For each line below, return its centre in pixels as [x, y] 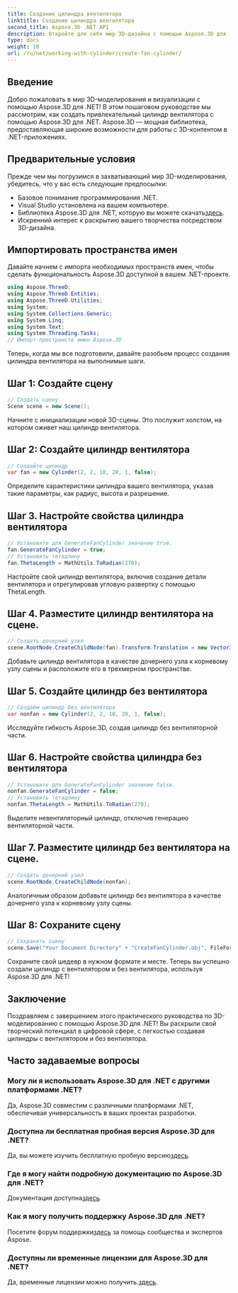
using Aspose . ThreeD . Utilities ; [55, 301]
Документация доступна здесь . [55, 1198]
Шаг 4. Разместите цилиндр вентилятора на [110, 614]
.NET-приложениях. [37, 137]
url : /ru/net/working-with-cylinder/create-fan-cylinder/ [95, 54]
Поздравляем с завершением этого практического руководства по [110, 1016]
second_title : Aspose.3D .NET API [58, 27]
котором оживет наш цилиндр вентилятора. [74, 427]
